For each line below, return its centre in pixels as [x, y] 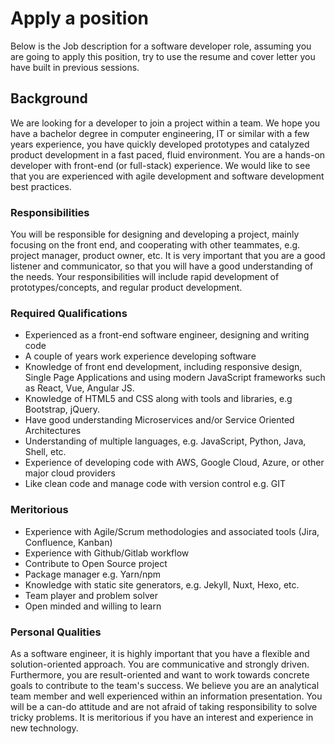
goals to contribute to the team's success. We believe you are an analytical [165, 685]
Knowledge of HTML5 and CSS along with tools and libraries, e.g [158, 399]
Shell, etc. [45, 452]
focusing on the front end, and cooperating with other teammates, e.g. [155, 245]
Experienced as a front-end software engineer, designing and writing [167, 335]
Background [49, 98]
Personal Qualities [56, 632]
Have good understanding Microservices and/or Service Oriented [159, 420]
